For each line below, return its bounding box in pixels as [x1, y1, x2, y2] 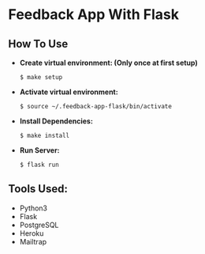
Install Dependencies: [19, 116, 93, 126]
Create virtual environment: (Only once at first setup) [19, 58, 199, 67]
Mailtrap [19, 237, 47, 246]
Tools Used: [8, 182, 69, 195]
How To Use [8, 37, 69, 51]
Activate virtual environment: [19, 87, 118, 97]
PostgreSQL [19, 220, 59, 229]
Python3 [19, 203, 47, 213]
